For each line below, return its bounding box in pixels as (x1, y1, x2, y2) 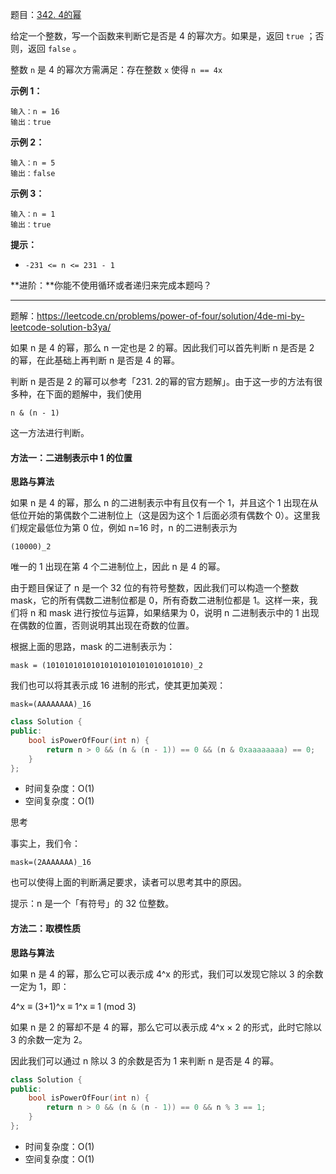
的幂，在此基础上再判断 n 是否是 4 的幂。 (10, 354, 181, 366)
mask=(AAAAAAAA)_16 (10, 699, 92, 710)
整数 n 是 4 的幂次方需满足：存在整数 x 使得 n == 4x (10, 64, 223, 75)
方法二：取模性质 (10, 923, 81, 935)
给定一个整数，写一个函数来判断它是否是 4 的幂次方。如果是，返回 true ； (10, 30, 316, 42)
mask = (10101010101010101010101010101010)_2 (10, 661, 203, 671)
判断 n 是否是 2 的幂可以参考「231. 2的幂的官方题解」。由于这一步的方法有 (10, 376, 314, 387)
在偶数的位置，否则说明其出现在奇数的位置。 (10, 619, 195, 632)
